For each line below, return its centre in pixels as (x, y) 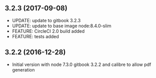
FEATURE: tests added (35, 36)
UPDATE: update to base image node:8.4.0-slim (62, 26)
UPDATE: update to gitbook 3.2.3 (46, 20)
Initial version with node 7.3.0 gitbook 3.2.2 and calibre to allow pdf (82, 64)
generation (23, 69)
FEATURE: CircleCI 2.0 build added (48, 31)
